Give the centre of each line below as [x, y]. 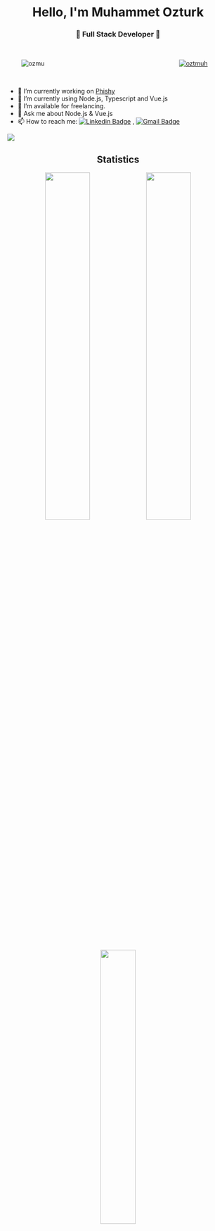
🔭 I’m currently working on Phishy [66, 91]
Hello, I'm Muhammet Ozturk [118, 12]
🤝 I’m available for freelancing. [61, 106]
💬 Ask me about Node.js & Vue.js [65, 114]
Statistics [118, 159]
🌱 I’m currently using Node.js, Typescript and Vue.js [93, 98]
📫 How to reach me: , [76, 122]
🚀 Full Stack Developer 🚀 [118, 34]
